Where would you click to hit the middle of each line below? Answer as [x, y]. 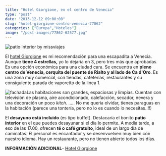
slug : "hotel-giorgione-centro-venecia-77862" [54, 24]
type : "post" [19, 14]
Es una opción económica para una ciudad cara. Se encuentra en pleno [79, 67]
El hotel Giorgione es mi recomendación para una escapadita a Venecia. [79, 56]
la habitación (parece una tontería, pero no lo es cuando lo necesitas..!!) [79, 108]
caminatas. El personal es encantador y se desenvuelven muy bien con [78, 133]
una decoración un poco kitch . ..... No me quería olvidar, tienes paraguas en [83, 103]
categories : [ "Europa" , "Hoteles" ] [41, 28]
